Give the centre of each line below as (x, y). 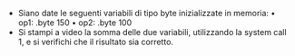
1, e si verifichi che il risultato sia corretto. (96, 42)
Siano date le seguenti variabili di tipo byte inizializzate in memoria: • (147, 13)
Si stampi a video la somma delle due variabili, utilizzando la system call (152, 32)
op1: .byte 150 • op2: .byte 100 (75, 23)
